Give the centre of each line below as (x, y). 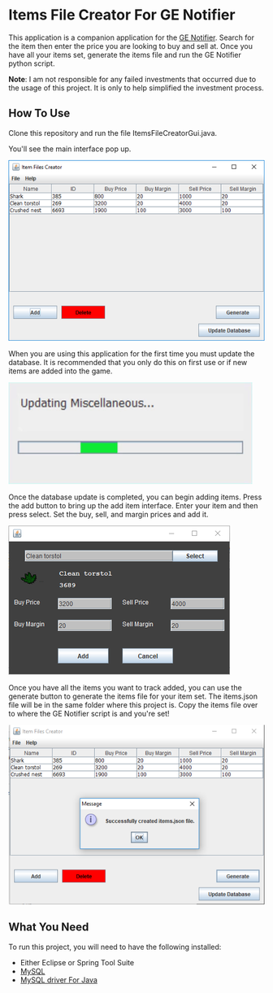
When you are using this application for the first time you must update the (132, 353)
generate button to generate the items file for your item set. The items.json (133, 696)
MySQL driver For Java (58, 980)
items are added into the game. (61, 371)
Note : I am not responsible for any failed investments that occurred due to (132, 79)
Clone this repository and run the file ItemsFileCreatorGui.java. (113, 133)
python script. (32, 63)
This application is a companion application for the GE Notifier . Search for (131, 37)
